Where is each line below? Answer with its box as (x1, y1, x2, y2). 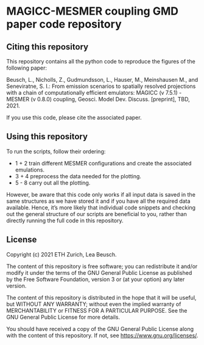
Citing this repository (6, 42, 89, 52)
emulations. (15, 166, 44, 173)
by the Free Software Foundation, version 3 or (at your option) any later (6, 275, 185, 283)
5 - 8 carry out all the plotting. (15, 179, 91, 186)
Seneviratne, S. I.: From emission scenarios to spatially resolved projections (6, 82, 196, 90)
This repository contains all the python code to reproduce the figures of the (6, 58, 196, 65)
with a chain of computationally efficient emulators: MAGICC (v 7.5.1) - (6, 89, 182, 96)
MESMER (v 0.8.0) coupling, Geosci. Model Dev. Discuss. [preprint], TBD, (6, 96, 190, 103)
